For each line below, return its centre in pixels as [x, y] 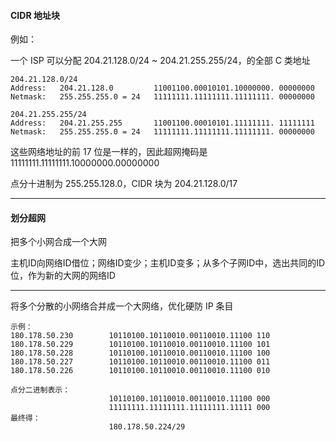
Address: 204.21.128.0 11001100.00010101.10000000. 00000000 [162, 88]
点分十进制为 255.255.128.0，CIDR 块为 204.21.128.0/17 [124, 184]
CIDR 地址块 [35, 15]
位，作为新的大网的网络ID [63, 276]
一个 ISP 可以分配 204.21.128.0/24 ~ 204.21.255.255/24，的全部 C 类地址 [160, 61]
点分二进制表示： [40, 390]
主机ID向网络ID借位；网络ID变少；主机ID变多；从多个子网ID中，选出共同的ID [168, 263]
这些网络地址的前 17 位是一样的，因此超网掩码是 [109, 152]
